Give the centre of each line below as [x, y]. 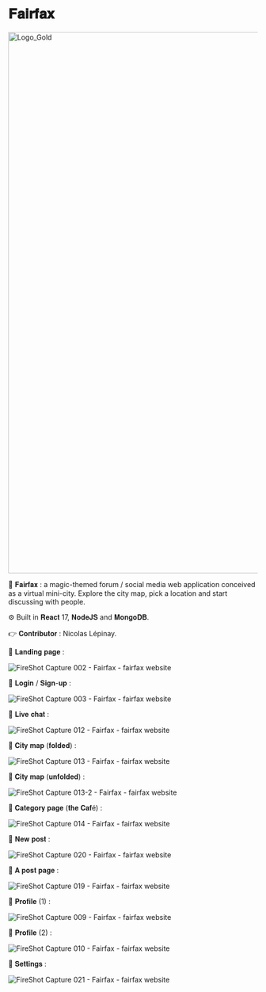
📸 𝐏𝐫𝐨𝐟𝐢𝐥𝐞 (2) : [30, 933]
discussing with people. [47, 601]
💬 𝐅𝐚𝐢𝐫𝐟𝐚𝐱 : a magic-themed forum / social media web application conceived [132, 584]
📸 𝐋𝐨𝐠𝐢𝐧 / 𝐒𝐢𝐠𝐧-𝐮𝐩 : [40, 683]
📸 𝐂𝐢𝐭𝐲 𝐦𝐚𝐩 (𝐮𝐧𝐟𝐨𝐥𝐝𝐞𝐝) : [47, 776]
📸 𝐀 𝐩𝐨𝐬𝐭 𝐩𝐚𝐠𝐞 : [34, 870]
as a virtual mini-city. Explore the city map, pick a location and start [118, 593]
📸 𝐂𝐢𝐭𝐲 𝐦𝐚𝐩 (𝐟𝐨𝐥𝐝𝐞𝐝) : [42, 745]
